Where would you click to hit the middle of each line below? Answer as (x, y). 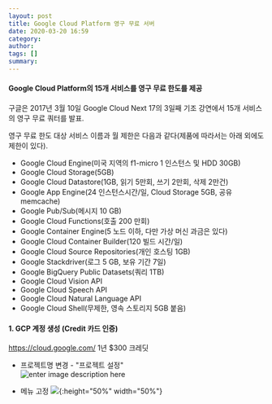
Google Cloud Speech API (64, 290)
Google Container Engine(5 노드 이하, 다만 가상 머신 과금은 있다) (124, 231)
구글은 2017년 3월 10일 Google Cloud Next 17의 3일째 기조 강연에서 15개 (125, 108)
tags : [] (23, 54)
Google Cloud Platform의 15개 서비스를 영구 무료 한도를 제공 (106, 88)
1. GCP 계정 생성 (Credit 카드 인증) (63, 328)
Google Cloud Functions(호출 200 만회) (85, 222)
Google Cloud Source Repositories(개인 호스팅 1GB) (105, 252)
